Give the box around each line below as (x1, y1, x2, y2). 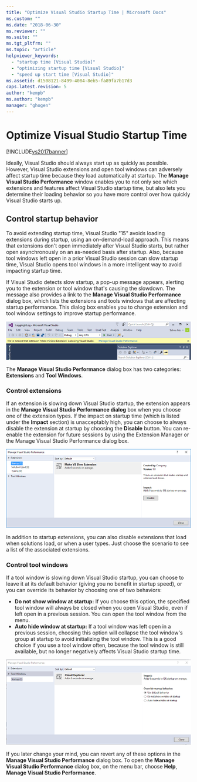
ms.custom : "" (6, 15, 41, 22)
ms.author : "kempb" (6, 96, 54, 102)
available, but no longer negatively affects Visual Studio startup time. (14, 648, 181, 655)
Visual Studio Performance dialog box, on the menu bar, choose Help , (6, 763, 178, 770)
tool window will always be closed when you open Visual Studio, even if (14, 604, 188, 611)
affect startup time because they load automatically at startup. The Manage (6, 172, 189, 179)
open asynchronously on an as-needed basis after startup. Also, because (6, 248, 184, 255)
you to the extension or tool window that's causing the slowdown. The (6, 285, 176, 292)
